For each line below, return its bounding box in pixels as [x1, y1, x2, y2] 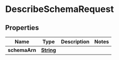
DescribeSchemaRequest [5, 3, 114, 15]
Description [61, 38, 90, 45]
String [41, 46, 56, 53]
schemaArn [8, 46, 37, 53]
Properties [5, 23, 39, 32]
